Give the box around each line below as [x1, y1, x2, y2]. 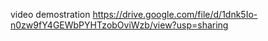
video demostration [10, 9, 91, 20]
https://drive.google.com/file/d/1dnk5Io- [92, 9, 258, 20]
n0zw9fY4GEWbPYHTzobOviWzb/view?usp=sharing [10, 19, 229, 31]
